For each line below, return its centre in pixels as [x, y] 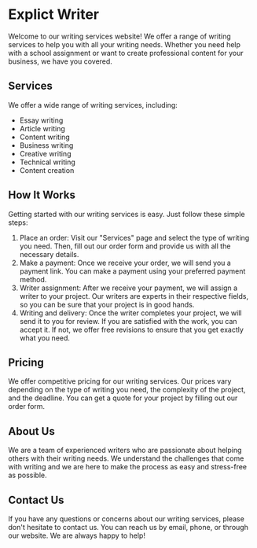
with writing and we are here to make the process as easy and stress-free [128, 467]
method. [33, 279]
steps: [18, 223]
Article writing [42, 128]
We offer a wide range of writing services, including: [93, 105]
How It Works [42, 195]
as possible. [28, 475]
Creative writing [45, 153]
